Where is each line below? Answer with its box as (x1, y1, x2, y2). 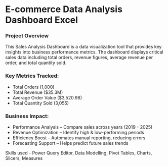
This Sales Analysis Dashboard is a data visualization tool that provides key (5, 44, 162, 50)
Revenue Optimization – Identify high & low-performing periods (12, 130, 144, 136)
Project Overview (5, 32, 49, 39)
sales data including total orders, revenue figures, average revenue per (5, 54, 153, 61)
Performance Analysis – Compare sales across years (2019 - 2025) (12, 124, 153, 130)
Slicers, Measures (5, 155, 43, 161)
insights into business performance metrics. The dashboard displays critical (5, 49, 163, 55)
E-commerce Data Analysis (5, 4, 123, 15)
